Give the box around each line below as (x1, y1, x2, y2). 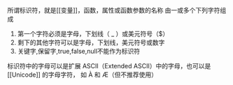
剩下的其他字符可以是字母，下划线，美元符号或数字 (17, 38, 165, 47)
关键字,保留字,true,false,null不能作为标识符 (17, 47, 141, 55)
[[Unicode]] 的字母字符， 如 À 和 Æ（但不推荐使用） (7, 70, 157, 79)
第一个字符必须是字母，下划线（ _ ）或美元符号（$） (17, 30, 169, 38)
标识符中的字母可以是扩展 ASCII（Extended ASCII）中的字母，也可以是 (7, 62, 211, 70)
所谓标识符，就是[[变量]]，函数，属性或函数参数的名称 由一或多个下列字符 (7, 6, 220, 14)
